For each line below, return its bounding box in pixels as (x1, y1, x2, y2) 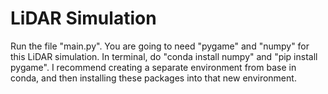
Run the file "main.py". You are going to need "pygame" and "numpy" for (10, 40, 310, 52)
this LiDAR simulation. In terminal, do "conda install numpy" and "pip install (10, 50, 318, 62)
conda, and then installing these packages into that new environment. (10, 72, 297, 84)
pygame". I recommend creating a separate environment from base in (10, 61, 297, 73)
